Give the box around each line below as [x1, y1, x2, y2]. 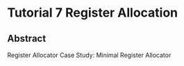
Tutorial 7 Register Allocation [7, 5, 178, 21]
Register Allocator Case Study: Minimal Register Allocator [7, 51, 172, 59]
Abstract [7, 33, 47, 44]
